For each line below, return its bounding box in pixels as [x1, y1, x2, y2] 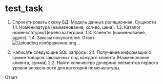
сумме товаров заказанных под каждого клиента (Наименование [12, 54, 150, 60]
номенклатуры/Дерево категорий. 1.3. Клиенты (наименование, [12, 29, 146, 35]
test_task [5, 3, 43, 14]
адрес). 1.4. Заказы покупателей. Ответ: [12, 35, 96, 41]
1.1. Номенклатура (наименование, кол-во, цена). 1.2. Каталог [12, 24, 141, 30]
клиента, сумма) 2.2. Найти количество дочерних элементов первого [12, 60, 159, 65]
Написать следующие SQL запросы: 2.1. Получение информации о [12, 49, 151, 55]
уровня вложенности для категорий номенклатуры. [12, 64, 121, 71]
